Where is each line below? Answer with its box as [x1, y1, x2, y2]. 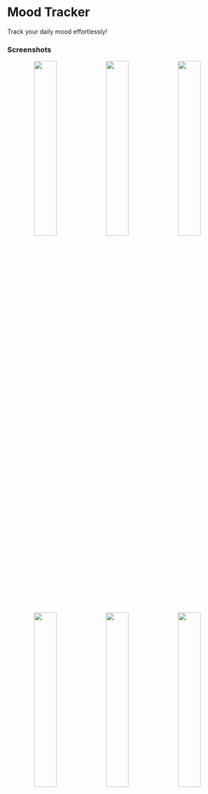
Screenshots [7, 45, 52, 55]
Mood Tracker [7, 4, 91, 20]
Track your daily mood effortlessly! [7, 27, 107, 36]
